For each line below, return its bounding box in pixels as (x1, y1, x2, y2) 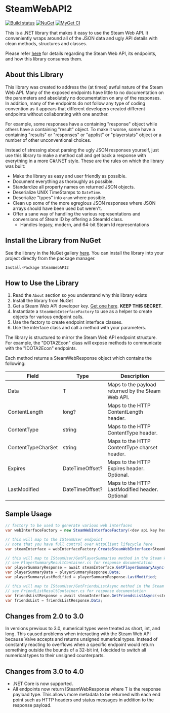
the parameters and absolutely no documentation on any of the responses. (5, 95, 161, 101)
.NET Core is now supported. (12, 680, 73, 687)
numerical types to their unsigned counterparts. (5, 653, 105, 659)
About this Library (5, 71, 64, 79)
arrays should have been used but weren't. (12, 205, 102, 211)
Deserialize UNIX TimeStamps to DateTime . (12, 189, 102, 195)
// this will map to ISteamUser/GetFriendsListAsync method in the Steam (5, 583, 164, 588)
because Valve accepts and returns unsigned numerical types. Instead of (5, 636, 158, 642)
